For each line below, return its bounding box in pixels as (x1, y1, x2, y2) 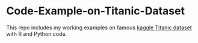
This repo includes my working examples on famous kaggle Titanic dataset (6, 24, 192, 31)
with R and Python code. (6, 30, 67, 37)
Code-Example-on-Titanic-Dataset (6, 4, 185, 18)
